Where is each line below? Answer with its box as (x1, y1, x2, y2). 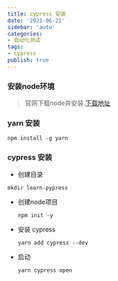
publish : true (7, 57, 50, 64)
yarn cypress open (17, 267, 73, 274)
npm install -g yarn (7, 135, 69, 142)
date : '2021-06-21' (7, 17, 65, 24)
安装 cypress (17, 225, 55, 233)
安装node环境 (7, 81, 55, 91)
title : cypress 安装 (7, 10, 66, 18)
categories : (7, 30, 43, 38)
